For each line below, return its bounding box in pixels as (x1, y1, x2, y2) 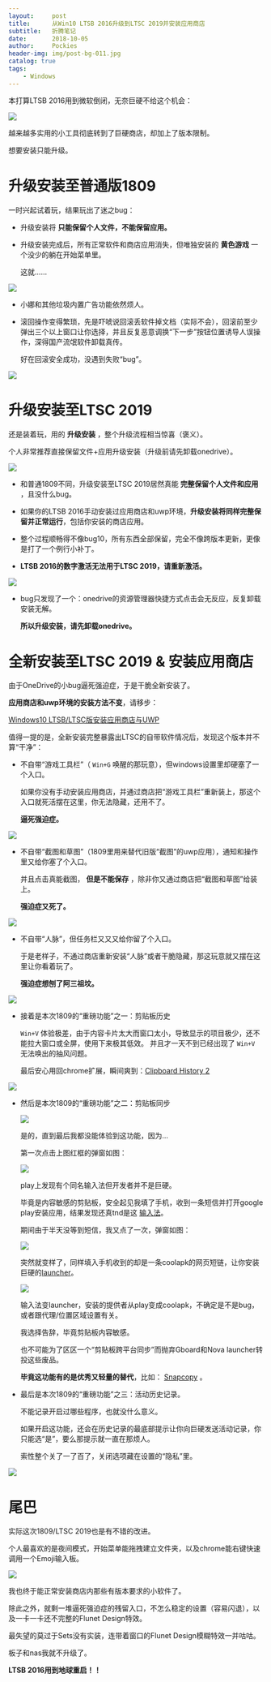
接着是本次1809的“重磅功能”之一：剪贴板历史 (19, 1011, 171, 1021)
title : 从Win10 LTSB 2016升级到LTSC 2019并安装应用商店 (8, 19, 205, 28)
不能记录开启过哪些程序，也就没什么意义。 (19, 1407, 163, 1417)
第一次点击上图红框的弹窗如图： (19, 1148, 127, 1158)
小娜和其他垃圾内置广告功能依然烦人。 (19, 299, 148, 309)
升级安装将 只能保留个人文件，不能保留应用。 (19, 222, 171, 232)
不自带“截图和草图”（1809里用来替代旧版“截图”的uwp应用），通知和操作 (19, 847, 259, 857)
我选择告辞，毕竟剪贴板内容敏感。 (19, 1327, 134, 1337)
